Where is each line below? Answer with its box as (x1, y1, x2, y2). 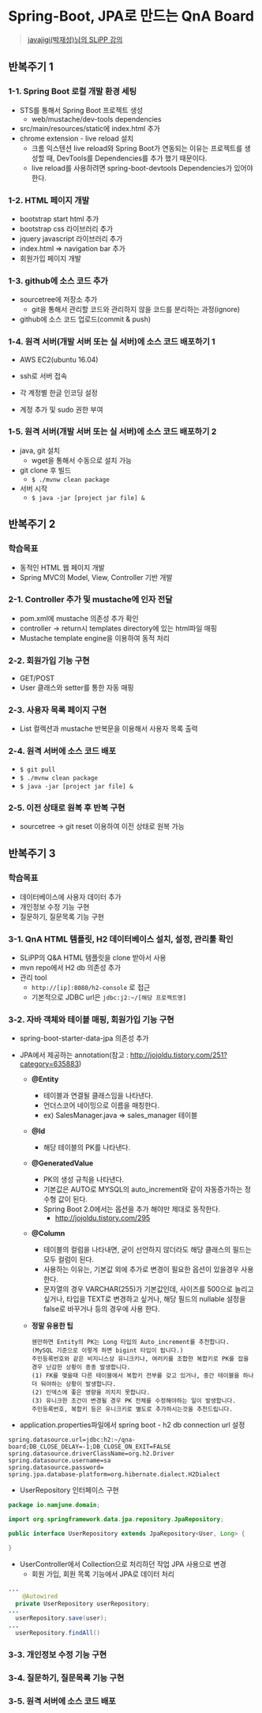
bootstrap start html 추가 (19, 214, 99, 224)
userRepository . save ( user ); (15, 1614, 108, 1622)
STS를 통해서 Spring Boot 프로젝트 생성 (19, 105, 144, 115)
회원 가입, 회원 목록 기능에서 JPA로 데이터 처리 (31, 1569, 175, 1579)
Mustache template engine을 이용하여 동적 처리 (19, 633, 170, 642)
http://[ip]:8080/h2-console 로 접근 (31, 982, 151, 992)
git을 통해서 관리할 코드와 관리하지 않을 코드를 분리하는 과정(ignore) (31, 305, 241, 314)
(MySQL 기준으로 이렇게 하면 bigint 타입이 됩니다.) (31, 1346, 184, 1355)
